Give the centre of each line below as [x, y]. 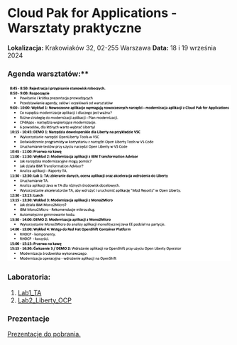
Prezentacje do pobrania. [44, 334]
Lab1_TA [29, 292]
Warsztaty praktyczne [75, 28]
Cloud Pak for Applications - [92, 13]
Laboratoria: [29, 277]
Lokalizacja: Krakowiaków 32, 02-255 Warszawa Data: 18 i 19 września [112, 48]
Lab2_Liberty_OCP [45, 300]
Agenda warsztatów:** [48, 74]
